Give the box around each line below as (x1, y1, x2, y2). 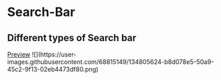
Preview (7, 50, 31, 58)
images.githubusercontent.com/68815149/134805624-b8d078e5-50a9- (7, 58, 215, 66)
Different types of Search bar (7, 32, 137, 44)
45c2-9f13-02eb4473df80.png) (7, 65, 99, 73)
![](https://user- (31, 50, 77, 58)
